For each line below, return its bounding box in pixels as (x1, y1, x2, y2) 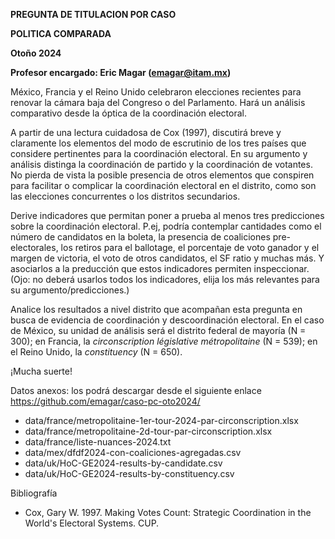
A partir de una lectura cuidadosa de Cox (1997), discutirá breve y (10, 127, 282, 138)
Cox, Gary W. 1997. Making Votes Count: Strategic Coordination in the (24, 507, 312, 518)
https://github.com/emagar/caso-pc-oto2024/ (10, 395, 201, 407)
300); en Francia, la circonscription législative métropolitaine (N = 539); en (10, 335, 318, 347)
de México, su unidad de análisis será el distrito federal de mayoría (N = (10, 325, 307, 336)
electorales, (10, 242, 59, 253)
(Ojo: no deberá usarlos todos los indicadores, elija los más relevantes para (10, 274, 320, 285)
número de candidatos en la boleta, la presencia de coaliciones (10, 231, 271, 243)
